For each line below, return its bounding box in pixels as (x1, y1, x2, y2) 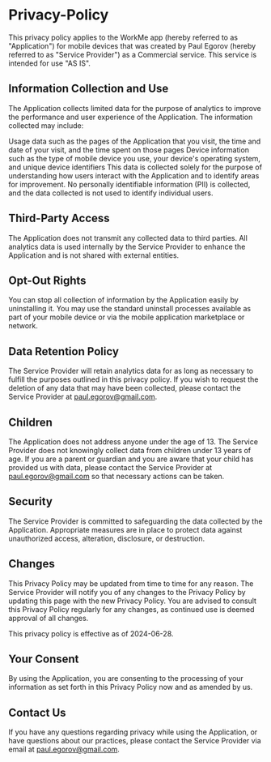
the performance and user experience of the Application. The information (8, 112, 253, 122)
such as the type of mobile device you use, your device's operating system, (8, 153, 261, 163)
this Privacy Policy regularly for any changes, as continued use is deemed (8, 604, 255, 614)
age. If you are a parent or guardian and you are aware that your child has (8, 454, 254, 464)
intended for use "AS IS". (8, 58, 91, 68)
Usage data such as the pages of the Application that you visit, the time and (8, 136, 261, 146)
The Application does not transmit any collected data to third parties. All (8, 233, 248, 242)
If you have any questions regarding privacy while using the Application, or (8, 727, 258, 737)
